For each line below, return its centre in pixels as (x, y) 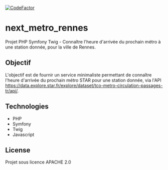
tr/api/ (11, 90)
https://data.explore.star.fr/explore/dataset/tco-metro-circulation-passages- (84, 85)
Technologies (27, 107)
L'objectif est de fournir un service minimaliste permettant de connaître (78, 74)
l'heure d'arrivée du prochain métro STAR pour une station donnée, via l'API (83, 80)
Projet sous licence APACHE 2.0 (38, 162)
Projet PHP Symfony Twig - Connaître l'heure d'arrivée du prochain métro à (83, 41)
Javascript (23, 134)
